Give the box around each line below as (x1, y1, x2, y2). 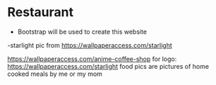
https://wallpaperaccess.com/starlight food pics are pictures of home (7, 62, 210, 70)
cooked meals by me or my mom (7, 70, 102, 78)
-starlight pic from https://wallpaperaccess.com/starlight (7, 41, 173, 49)
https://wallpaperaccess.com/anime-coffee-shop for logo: (7, 54, 177, 63)
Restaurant (7, 4, 74, 20)
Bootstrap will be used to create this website (17, 27, 147, 36)
